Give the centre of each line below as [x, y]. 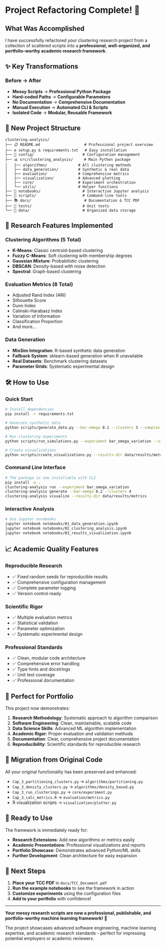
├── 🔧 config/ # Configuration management [73, 154]
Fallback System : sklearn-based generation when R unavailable [78, 356]
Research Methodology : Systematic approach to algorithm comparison [85, 718]
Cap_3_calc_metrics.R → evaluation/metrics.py [61, 797]
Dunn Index [24, 306]
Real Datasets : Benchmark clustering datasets [60, 361]
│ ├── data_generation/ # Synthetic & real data [67, 169]
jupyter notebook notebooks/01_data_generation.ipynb [62, 524]
